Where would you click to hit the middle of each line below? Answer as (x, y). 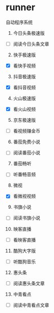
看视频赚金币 (26, 131)
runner (20, 7)
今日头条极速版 (29, 33)
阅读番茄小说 (26, 153)
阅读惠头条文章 (29, 283)
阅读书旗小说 (26, 218)
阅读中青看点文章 (31, 305)
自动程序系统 (19, 22)
